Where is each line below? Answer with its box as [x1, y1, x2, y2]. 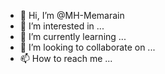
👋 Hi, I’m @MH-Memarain [19, 10, 125, 21]
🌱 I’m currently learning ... [19, 31, 127, 42]
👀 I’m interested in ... [19, 20, 105, 32]
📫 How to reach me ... [19, 53, 113, 64]
